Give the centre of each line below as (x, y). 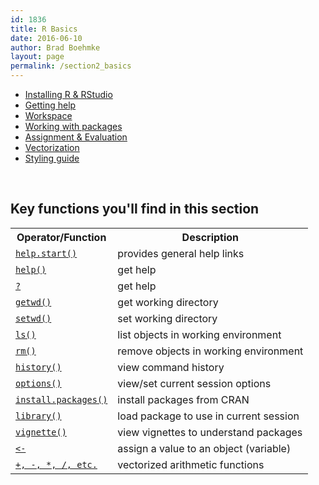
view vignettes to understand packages (210, 432)
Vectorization (52, 147)
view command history (171, 367)
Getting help (50, 105)
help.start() (46, 253)
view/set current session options (194, 383)
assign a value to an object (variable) (204, 448)
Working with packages (73, 126)
